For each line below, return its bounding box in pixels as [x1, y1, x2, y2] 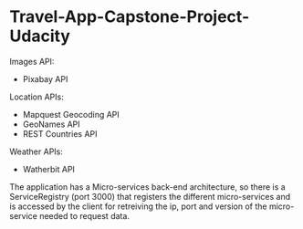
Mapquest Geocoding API [22, 109, 120, 120]
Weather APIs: [9, 146, 64, 157]
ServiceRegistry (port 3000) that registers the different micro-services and [9, 191, 291, 202]
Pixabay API [22, 73, 68, 84]
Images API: [9, 56, 55, 67]
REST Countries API [22, 128, 98, 139]
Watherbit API [22, 163, 76, 174]
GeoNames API [22, 119, 80, 130]
